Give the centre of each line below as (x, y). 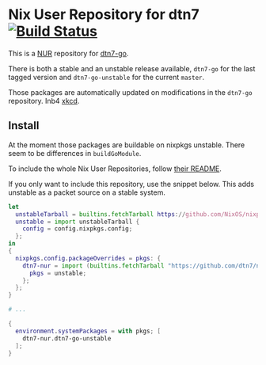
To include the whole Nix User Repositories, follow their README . (115, 169)
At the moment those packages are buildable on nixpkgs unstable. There (127, 145)
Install (24, 125)
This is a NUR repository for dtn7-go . (68, 53)
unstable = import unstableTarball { (78, 222)
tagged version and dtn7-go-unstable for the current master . (106, 77)
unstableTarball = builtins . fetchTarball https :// (101, 214)
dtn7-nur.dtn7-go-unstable (67, 338)
